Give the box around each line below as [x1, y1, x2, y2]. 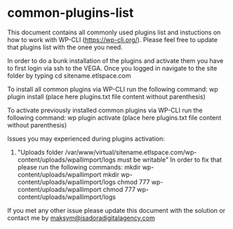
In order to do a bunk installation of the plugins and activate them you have [7, 56, 224, 64]
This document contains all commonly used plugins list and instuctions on [7, 28, 221, 36]
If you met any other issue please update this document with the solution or [7, 206, 226, 214]
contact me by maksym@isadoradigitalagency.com [7, 214, 156, 222]
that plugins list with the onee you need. [7, 43, 123, 51]
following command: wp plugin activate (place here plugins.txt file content [7, 113, 222, 122]
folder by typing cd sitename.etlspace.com [7, 71, 131, 80]
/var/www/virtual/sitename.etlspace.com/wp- [65, 148, 197, 156]
